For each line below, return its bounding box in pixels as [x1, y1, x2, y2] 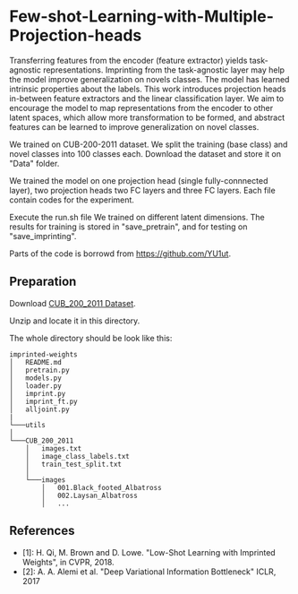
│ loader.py [9, 381, 63, 391]
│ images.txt [25, 443, 82, 453]
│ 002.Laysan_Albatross [41, 491, 139, 500]
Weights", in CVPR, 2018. [21, 556, 115, 567]
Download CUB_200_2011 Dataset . [9, 297, 136, 308]
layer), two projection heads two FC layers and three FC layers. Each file [9, 185, 276, 195]
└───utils [9, 420, 47, 429]
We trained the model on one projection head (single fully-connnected [9, 175, 268, 185]
